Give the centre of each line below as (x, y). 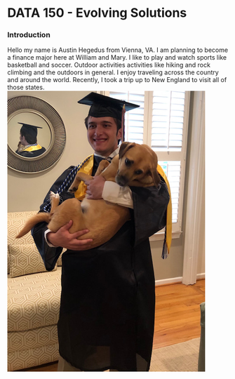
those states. (26, 87)
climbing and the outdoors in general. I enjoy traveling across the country (113, 72)
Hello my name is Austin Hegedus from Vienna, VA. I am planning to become (118, 50)
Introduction (29, 35)
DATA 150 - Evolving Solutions (97, 13)
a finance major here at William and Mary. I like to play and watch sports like (117, 58)
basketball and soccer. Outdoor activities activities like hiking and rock (109, 65)
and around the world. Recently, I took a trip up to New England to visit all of (117, 80)
